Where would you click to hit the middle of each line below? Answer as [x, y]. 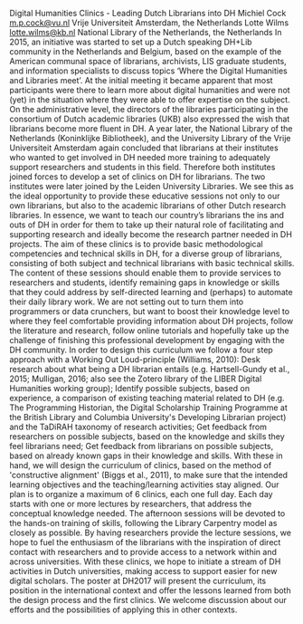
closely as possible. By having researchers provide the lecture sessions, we [151, 533]
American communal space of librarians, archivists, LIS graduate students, [148, 61]
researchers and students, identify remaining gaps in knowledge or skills [145, 283]
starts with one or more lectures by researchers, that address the [131, 504]
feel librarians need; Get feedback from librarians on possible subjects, [142, 446]
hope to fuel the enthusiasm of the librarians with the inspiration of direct [145, 542]
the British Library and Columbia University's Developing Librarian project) [148, 417]
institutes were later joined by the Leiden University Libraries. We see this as [151, 186]
